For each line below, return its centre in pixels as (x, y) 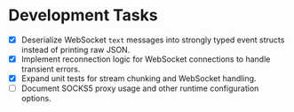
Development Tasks (83, 15)
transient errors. (51, 69)
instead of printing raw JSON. (75, 50)
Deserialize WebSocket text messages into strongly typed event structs (153, 40)
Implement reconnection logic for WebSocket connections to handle (146, 59)
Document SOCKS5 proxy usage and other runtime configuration (140, 88)
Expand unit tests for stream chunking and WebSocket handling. (139, 78)
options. (36, 99)
